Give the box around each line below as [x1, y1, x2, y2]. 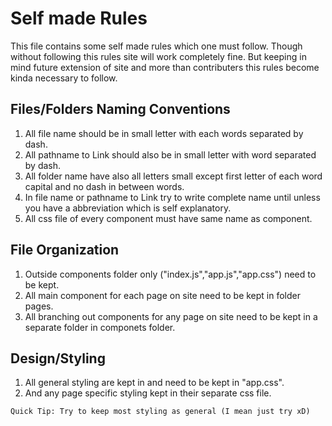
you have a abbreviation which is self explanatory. [24, 202, 232, 214]
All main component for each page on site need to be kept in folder [24, 289, 302, 301]
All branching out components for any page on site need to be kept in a [24, 310, 318, 322]
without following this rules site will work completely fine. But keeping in [10, 50, 307, 62]
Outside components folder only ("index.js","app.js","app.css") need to [24, 268, 317, 280]
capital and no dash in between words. [24, 180, 185, 192]
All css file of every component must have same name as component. [24, 212, 313, 224]
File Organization [10, 242, 120, 259]
